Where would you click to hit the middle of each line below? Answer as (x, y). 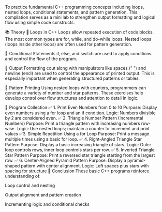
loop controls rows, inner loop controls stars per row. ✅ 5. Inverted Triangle (80, 150)
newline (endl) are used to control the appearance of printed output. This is (80, 73)
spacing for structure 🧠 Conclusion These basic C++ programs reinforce (77, 171)
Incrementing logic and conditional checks (47, 204)
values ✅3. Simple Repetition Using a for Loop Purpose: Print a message (77, 134)
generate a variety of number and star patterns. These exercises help (74, 93)
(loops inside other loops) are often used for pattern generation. (69, 44)
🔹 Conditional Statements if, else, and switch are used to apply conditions (78, 53)
